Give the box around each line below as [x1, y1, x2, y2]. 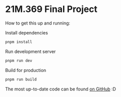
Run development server [5, 48, 56, 54]
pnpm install [5, 39, 32, 44]
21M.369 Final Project [5, 3, 97, 15]
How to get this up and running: [5, 20, 70, 26]
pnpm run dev [5, 58, 32, 63]
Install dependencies [5, 29, 48, 35]
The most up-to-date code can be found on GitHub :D [5, 86, 116, 92]
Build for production [5, 67, 46, 73]
